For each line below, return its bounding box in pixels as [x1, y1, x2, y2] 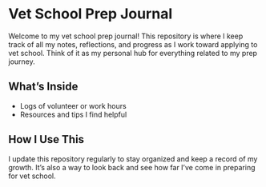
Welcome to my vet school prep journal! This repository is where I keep [8, 31, 244, 41]
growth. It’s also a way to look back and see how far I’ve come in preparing [8, 162, 256, 172]
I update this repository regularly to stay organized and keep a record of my [8, 153, 258, 164]
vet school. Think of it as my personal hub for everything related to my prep [8, 48, 258, 58]
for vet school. [8, 171, 56, 181]
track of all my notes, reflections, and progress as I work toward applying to [8, 39, 258, 49]
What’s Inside [8, 80, 79, 93]
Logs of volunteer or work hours [19, 101, 127, 110]
